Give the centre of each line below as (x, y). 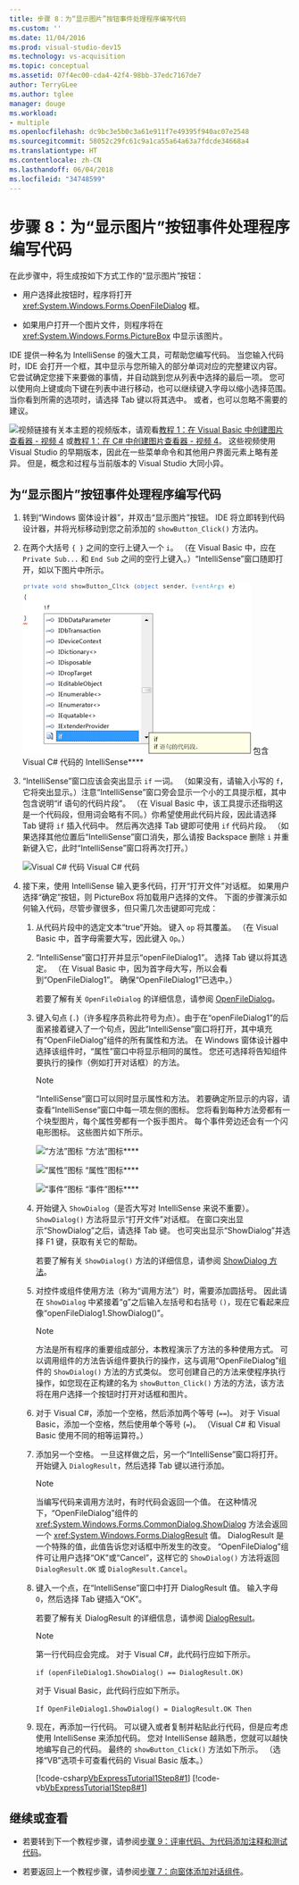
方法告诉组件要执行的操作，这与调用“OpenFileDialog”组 (185, 1361)
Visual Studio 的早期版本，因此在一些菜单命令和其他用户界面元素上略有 (140, 452)
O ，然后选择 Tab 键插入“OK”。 (91, 1599)
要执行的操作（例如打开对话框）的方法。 (110, 1062)
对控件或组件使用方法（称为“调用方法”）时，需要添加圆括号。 (148, 1291)
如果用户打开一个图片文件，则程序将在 (92, 325)
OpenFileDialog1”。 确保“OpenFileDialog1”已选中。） (142, 980)
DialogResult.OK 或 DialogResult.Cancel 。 (113, 1569)
